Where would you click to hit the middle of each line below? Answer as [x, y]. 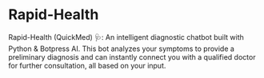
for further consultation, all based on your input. [87, 65]
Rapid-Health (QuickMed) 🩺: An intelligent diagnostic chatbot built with [126, 37]
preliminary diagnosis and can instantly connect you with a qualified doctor [132, 57]
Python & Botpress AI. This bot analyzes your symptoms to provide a [121, 49]
